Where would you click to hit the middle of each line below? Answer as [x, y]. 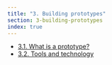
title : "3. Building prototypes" [57, 14]
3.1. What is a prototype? [54, 47]
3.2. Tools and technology [56, 54]
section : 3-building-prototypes [55, 20]
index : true [25, 27]
